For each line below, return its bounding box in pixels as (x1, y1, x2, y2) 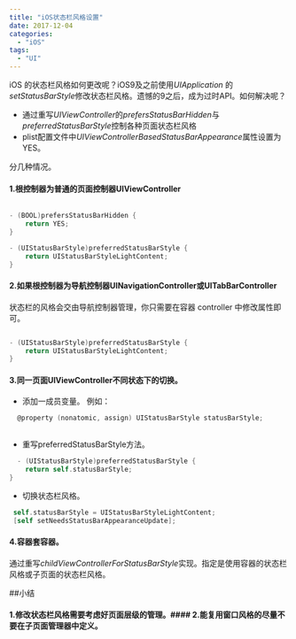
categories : (9, 29, 53, 38)
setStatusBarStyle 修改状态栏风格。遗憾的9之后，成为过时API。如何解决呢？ (9, 90, 286, 101)
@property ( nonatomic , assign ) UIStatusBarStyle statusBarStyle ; (17, 413, 264, 423)
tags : (9, 46, 29, 55)
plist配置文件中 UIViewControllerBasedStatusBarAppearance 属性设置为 (21, 132, 282, 142)
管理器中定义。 (47, 620, 103, 631)
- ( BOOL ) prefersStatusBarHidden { (9, 212, 137, 220)
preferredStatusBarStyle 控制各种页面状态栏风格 (21, 120, 198, 131)
